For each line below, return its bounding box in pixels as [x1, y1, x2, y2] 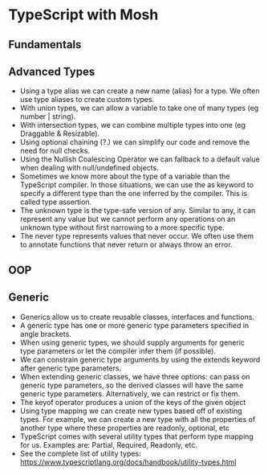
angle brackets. [19, 329, 72, 338]
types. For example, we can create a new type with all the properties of [19, 414, 256, 424]
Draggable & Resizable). [19, 129, 100, 138]
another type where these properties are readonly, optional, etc [19, 423, 230, 432]
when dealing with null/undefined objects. [19, 163, 159, 173]
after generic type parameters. [19, 363, 122, 373]
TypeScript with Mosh [8, 6, 159, 24]
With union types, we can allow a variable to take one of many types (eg [19, 103, 259, 113]
